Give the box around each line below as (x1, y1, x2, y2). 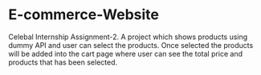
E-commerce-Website (8, 6, 159, 24)
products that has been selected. (8, 57, 118, 67)
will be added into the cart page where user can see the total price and (8, 49, 243, 58)
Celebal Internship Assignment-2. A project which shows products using (8, 32, 248, 41)
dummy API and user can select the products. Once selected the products (8, 40, 254, 49)
